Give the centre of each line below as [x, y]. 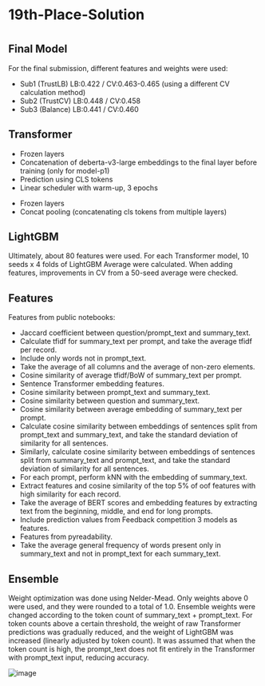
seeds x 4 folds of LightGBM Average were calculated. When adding [121, 265]
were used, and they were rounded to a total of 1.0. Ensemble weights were [132, 607]
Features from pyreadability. [66, 536]
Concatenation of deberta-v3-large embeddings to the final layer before [138, 162]
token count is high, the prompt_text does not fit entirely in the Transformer [132, 649]
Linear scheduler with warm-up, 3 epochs [89, 187]
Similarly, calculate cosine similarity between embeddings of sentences [137, 452]
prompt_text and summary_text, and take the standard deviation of [129, 435]
